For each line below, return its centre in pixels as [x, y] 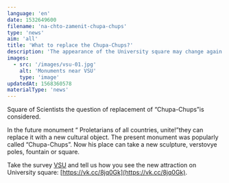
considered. [24, 117]
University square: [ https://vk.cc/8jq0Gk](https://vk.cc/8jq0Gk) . [97, 173]
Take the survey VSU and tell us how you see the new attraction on [102, 165]
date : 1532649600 [32, 20]
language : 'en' [29, 13]
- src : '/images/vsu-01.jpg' [55, 64]
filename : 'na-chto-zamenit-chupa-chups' [67, 26]
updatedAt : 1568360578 [39, 84]
